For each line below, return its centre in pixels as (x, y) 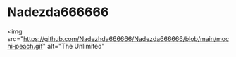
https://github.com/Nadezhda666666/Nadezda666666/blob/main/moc (126, 38)
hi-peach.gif (25, 46)
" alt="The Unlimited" (74, 46)
